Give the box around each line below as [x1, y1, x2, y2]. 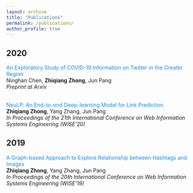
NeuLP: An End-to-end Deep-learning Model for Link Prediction [6, 101, 164, 109]
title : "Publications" [6, 14, 63, 21]
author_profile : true [6, 25, 61, 32]
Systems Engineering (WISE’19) [6, 179, 84, 187]
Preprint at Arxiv [6, 83, 47, 90]
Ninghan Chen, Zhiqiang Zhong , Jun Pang [6, 77, 112, 84]
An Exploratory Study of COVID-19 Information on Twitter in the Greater [6, 64, 183, 71]
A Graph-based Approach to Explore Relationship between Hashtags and [6, 154, 188, 161]
